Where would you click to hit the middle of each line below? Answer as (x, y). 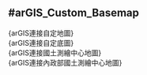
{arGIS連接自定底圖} (41, 43)
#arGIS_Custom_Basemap (74, 13)
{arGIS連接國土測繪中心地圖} (55, 52)
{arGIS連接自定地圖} (41, 33)
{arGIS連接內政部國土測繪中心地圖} (65, 62)
